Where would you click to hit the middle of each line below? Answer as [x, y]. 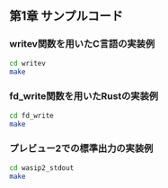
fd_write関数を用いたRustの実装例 [84, 96]
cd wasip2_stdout [42, 168]
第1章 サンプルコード [66, 16]
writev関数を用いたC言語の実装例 [82, 44]
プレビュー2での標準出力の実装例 [81, 148]
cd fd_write [31, 115]
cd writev [28, 63]
